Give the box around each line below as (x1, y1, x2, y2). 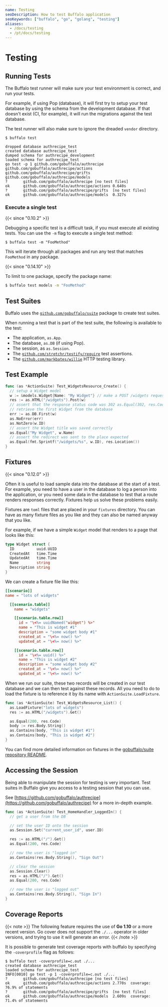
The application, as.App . (12, 334, 62, 340)
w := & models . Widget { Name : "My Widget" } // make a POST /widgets (9, 393, 149, 398)
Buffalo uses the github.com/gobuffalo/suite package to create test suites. (5, 310, 160, 316)
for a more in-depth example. (92, 800, 153, 806)
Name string (9, 560, 50, 565)
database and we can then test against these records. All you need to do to (5, 685, 160, 691)
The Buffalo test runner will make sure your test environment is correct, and (5, 85, 161, 91)
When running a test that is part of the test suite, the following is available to (5, 319, 162, 325)
